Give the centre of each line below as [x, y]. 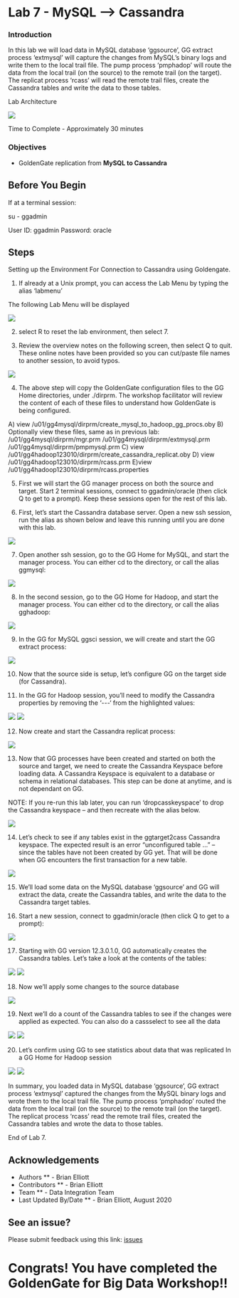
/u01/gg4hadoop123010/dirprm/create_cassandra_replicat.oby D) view [111, 455]
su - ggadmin [28, 216]
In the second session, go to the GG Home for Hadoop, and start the [118, 597]
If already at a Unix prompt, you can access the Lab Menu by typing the [123, 283]
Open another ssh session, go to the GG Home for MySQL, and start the [124, 555]
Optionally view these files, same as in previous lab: [84, 432]
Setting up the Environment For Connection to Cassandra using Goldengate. [119, 269]
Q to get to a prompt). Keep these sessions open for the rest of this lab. [123, 498]
